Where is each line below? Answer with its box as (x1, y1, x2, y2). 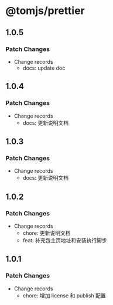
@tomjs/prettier (5, 4, 85, 18)
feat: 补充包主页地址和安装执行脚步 (22, 237, 108, 244)
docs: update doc (22, 64, 66, 71)
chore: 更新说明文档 (22, 229, 71, 237)
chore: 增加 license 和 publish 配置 (22, 292, 106, 299)
